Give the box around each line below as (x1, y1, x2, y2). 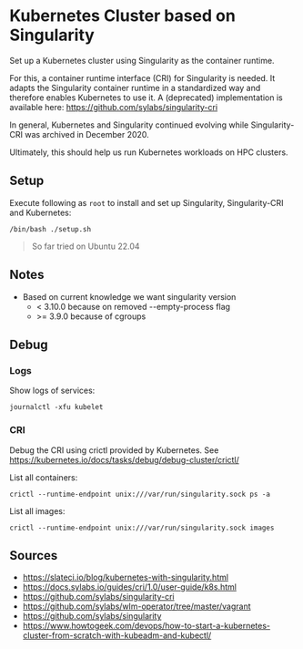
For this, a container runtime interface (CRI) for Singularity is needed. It (9, 72, 276, 83)
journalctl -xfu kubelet (9, 403, 104, 412)
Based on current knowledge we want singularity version (22, 291, 237, 302)
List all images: (9, 505, 66, 516)
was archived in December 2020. (24, 129, 150, 139)
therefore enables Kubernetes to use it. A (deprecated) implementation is (9, 92, 284, 103)
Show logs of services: (9, 385, 96, 397)
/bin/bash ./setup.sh (9, 224, 92, 233)
